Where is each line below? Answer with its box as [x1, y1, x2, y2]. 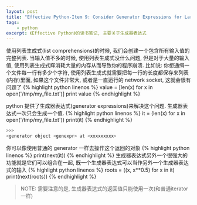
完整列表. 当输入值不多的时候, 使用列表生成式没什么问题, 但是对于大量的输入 [6, 54, 189, 61]
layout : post [6, 8, 38, 15]
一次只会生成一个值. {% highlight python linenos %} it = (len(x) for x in [16, 110, 186, 117]
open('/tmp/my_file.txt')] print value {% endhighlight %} [6, 90, 141, 97]
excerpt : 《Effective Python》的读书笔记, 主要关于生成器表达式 [6, 30, 147, 36]
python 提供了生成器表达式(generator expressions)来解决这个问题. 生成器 [6, 102, 183, 110]
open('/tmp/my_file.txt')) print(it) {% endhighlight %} [6, 117, 133, 124]
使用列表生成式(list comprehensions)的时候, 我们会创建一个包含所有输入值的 [6, 47, 190, 54]
